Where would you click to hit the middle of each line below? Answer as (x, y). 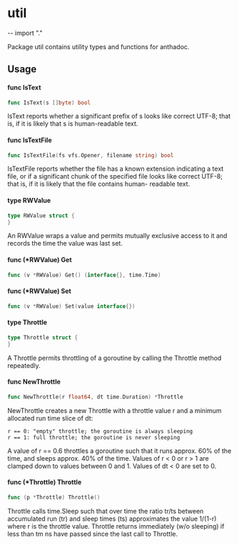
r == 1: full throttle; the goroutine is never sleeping (94, 437)
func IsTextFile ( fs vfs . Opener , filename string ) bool (91, 155)
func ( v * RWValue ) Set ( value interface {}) (71, 306)
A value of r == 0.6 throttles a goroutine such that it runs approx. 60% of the (119, 451)
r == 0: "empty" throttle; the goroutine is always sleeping (100, 431)
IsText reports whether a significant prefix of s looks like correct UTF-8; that (119, 116)
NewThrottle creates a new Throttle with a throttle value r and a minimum (115, 410)
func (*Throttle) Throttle (45, 482)
